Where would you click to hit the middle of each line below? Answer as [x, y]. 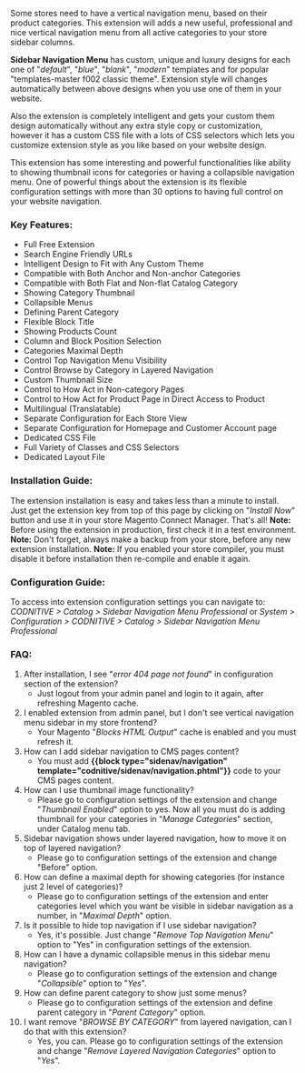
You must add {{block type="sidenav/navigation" [132, 761]
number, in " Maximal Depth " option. [104, 916]
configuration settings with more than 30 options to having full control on [147, 191]
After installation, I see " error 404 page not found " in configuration [148, 674]
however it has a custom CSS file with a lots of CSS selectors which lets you [152, 135]
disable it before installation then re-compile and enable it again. [130, 558]
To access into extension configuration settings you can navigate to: [138, 602]
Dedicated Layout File [64, 457]
